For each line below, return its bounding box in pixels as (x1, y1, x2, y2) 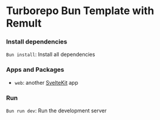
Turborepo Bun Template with (6, 4, 155, 18)
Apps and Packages (6, 66, 65, 74)
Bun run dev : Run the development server (6, 107, 107, 114)
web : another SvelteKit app (14, 79, 78, 86)
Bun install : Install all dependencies (6, 51, 95, 58)
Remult (6, 16, 42, 30)
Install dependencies (6, 38, 68, 46)
